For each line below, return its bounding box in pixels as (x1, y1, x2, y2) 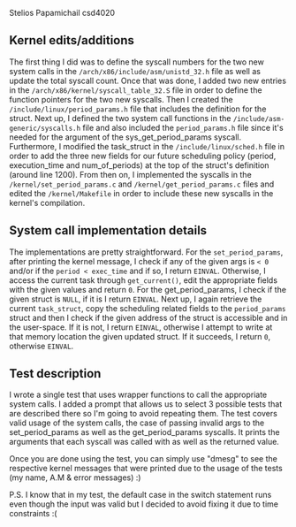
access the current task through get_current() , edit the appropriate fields (9, 274, 278, 286)
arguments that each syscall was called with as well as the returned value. (9, 437, 280, 447)
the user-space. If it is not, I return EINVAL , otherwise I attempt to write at (9, 322, 273, 332)
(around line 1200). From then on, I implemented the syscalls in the (9, 169, 252, 179)
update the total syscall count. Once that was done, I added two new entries (9, 75, 287, 86)
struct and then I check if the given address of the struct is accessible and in (9, 312, 288, 323)
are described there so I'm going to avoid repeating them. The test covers (9, 409, 278, 419)
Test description (9, 366, 102, 381)
